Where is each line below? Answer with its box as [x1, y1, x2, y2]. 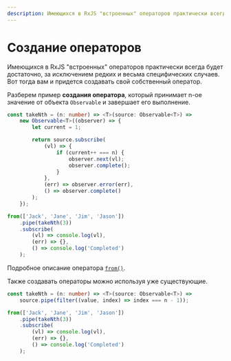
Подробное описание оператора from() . [7, 263, 126, 272]
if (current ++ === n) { [56, 149, 125, 156]
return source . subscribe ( [32, 136, 107, 143]
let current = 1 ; [32, 124, 81, 131]
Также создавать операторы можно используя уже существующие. [7, 277, 208, 285]
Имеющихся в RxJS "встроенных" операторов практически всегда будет [7, 63, 223, 71]
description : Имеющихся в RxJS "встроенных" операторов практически [7, 10, 208, 17]
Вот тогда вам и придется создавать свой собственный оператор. [7, 77, 202, 85]
